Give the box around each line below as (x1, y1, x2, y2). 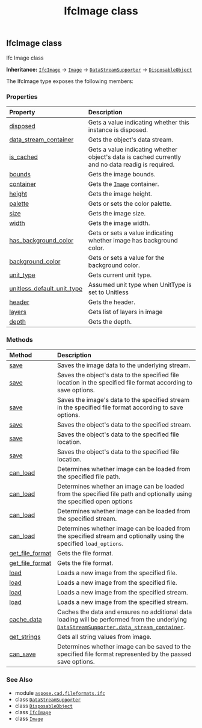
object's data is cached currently (88, 152, 182, 161)
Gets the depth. (88, 317, 132, 325)
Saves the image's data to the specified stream (57, 396, 190, 404)
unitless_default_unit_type (9, 284, 83, 292)
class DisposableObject (14, 702, 73, 709)
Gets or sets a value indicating (88, 229, 174, 237)
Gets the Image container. (88, 179, 159, 188)
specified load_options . (57, 540, 124, 548)
